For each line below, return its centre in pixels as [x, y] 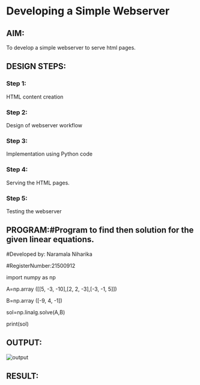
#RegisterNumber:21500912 [41, 265]
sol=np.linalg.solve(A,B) [36, 312]
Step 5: [17, 198]
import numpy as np [31, 277]
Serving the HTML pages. [38, 183]
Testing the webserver [34, 211]
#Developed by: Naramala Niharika [50, 254]
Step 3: [17, 141]
